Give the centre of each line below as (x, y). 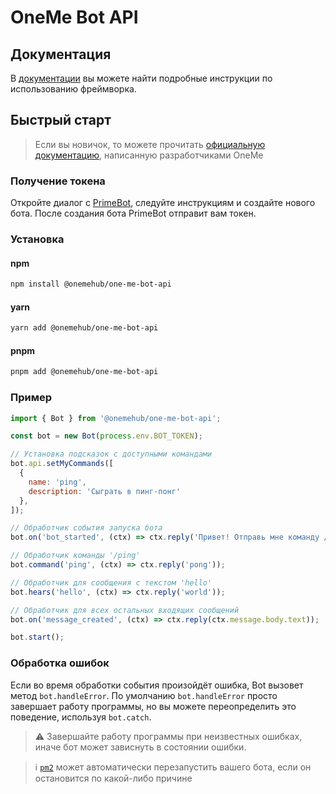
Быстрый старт (61, 120)
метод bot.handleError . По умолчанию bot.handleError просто (144, 695)
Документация (61, 54)
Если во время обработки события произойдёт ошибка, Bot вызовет (157, 685)
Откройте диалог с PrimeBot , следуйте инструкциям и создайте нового (163, 203)
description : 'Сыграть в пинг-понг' (105, 491)
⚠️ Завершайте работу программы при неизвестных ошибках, (168, 736)
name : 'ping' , (57, 482)
